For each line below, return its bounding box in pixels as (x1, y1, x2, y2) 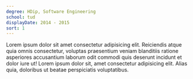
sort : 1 (6, 25, 25, 31)
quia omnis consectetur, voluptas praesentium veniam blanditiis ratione (6, 48, 179, 55)
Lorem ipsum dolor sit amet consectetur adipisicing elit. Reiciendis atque (6, 41, 182, 48)
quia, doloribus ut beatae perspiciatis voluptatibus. (6, 66, 129, 74)
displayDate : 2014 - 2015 (6, 19, 69, 25)
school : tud (6, 14, 35, 20)
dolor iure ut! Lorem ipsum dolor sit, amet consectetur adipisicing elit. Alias (6, 60, 188, 67)
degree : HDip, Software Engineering (6, 8, 96, 15)
